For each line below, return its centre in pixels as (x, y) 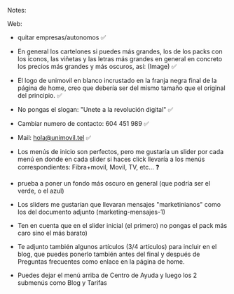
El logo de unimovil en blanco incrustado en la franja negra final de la (117, 81)
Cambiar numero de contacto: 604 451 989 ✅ (83, 123)
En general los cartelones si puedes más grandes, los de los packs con (120, 51)
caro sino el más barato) (52, 233)
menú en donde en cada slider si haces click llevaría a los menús (111, 159)
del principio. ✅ (40, 95)
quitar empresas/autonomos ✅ (62, 37)
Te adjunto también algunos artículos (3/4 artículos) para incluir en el (117, 247)
